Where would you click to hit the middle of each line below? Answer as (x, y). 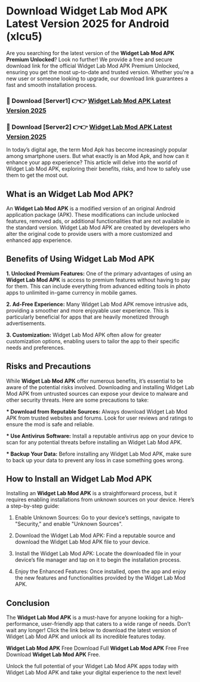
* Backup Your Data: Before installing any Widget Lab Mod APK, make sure (99, 454)
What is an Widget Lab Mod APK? (70, 194)
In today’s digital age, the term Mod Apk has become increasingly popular (97, 150)
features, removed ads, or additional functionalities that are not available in (98, 221)
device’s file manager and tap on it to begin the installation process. (98, 560)
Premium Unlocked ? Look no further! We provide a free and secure (89, 59)
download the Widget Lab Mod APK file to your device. (82, 542)
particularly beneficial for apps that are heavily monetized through (87, 317)
